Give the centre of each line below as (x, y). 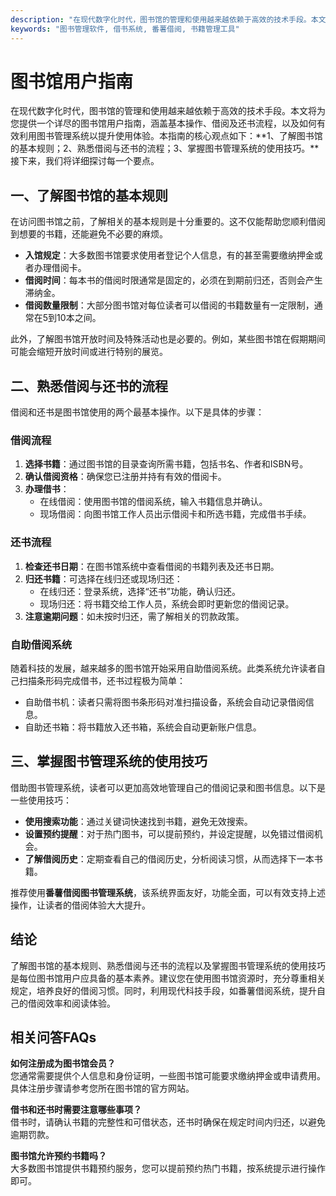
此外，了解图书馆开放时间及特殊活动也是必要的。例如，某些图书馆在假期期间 (168, 339)
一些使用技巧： (41, 800)
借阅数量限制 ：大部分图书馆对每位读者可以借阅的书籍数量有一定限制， (169, 305)
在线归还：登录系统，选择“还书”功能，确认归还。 (140, 591)
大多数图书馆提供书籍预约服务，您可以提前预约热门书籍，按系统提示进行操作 (168, 1168)
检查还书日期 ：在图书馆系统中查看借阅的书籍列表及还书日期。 (152, 566)
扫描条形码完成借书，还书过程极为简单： (102, 680)
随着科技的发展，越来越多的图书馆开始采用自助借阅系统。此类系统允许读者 (163, 668)
